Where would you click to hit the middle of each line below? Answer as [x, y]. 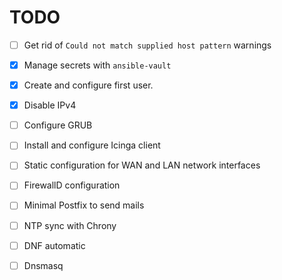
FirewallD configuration [72, 185]
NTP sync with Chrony [70, 225]
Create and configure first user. [88, 85]
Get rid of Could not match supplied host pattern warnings [147, 45]
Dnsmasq [43, 265]
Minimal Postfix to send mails [84, 205]
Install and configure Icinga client [92, 145]
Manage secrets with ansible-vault [97, 65]
